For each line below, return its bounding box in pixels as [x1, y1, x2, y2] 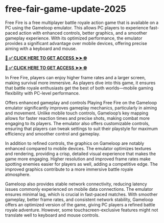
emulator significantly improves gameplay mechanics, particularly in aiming [5, 105, 157, 111]
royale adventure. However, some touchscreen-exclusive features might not [5, 207, 158, 213]
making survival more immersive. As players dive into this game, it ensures [5, 80, 156, 86]
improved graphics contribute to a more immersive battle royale [5, 166, 134, 172]
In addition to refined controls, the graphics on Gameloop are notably [5, 140, 144, 146]
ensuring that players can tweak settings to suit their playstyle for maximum [5, 126, 158, 132]
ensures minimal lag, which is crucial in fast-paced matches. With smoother [5, 191, 158, 197]
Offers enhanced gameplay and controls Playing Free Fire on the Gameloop [5, 99, 157, 106]
